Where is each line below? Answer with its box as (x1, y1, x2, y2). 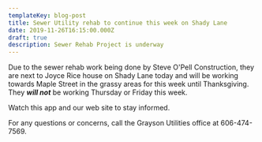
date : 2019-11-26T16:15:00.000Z (8, 26, 114, 34)
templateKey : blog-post (8, 11, 87, 20)
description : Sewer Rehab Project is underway (8, 41, 164, 49)
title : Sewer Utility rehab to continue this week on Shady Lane (8, 19, 227, 27)
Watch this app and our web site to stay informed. (8, 103, 170, 113)
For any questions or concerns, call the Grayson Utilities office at (8, 118, 219, 128)
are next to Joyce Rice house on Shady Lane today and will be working (8, 71, 239, 80)
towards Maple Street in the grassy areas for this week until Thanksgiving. (8, 80, 249, 89)
